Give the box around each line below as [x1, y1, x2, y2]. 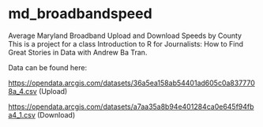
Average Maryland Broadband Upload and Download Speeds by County [8, 31, 242, 40]
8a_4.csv [8, 86, 37, 95]
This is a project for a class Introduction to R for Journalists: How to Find [8, 39, 243, 48]
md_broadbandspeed [8, 5, 152, 23]
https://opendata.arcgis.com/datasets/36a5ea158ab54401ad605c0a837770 [8, 78, 255, 88]
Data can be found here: [8, 62, 88, 72]
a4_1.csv [8, 110, 36, 119]
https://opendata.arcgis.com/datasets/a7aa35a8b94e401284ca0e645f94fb [8, 102, 254, 111]
